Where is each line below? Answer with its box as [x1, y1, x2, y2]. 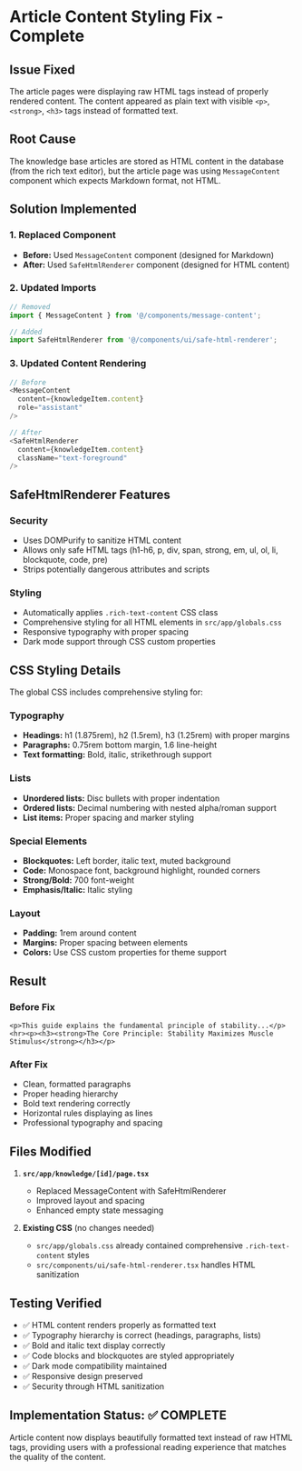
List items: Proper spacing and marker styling [22, 812, 195, 823]
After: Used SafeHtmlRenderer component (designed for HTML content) [22, 259, 290, 270]
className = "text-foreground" [17, 453, 128, 463]
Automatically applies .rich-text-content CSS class [22, 607, 219, 618]
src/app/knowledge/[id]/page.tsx [22, 1170, 150, 1179]
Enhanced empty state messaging [35, 1205, 164, 1216]
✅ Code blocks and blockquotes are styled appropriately [22, 1350, 235, 1361]
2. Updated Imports [9, 282, 97, 295]
